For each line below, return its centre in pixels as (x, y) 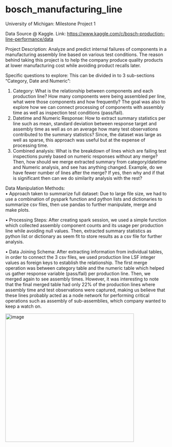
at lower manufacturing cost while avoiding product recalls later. (73, 65)
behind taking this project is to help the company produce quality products (84, 60)
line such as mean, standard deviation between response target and (85, 123)
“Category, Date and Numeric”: (38, 81)
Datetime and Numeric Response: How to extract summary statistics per (89, 118)
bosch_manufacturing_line (64, 10)
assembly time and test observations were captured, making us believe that (85, 290)
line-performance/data (30, 39)
